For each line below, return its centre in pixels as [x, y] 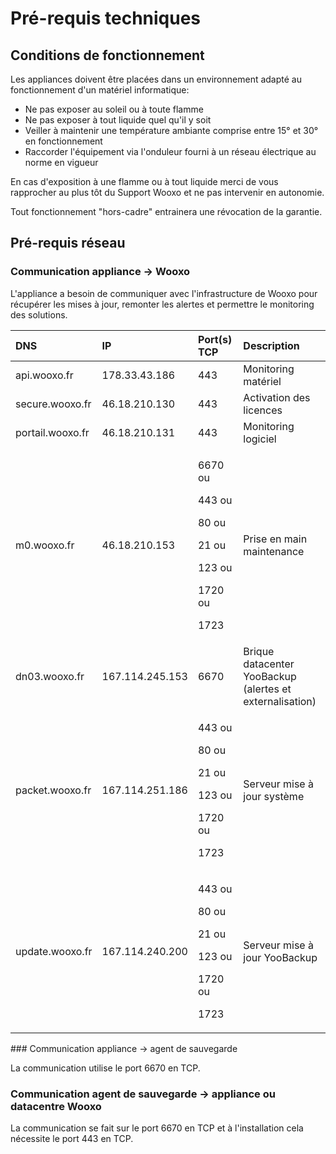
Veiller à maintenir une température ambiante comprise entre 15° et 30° [171, 130]
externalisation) [280, 701]
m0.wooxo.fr [45, 545]
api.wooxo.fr [44, 375]
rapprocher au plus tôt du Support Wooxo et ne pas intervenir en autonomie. [167, 192]
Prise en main [275, 539]
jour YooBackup [280, 957]
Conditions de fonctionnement [107, 55]
